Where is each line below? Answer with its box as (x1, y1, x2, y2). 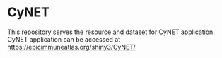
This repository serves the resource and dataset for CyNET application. (7, 28, 216, 36)
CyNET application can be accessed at (7, 35, 121, 43)
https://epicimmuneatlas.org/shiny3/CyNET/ (7, 42, 136, 51)
